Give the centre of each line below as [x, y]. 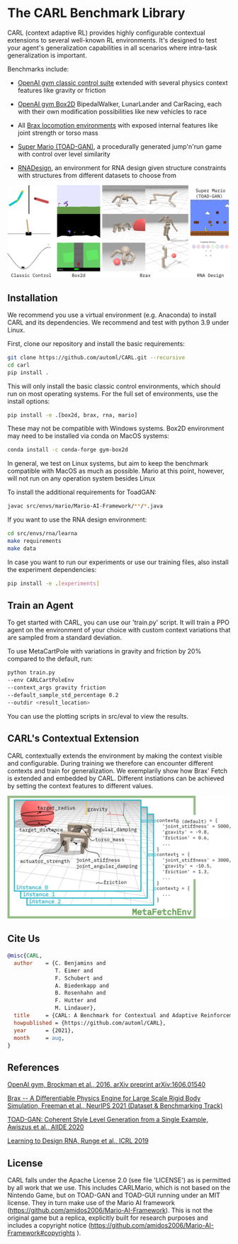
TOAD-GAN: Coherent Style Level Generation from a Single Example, [108, 1120]
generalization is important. [47, 55]
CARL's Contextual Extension [73, 739]
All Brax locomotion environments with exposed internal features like [118, 125]
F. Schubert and [79, 978]
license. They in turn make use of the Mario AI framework [91, 1203]
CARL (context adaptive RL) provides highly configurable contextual [106, 33]
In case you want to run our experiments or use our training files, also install [118, 562]
